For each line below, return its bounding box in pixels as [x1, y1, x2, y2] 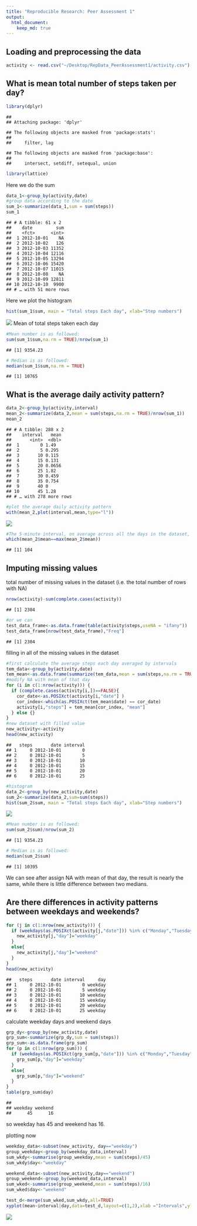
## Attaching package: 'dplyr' [6, 119, 83, 125]
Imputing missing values [6, 563, 98, 573]
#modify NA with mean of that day [6, 677, 91, 683]
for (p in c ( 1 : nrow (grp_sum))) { [6, 1045, 88, 1052]
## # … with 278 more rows [6, 494, 72, 499]
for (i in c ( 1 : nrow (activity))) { [6, 682, 91, 688]
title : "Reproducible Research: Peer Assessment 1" [6, 8, 135, 15]
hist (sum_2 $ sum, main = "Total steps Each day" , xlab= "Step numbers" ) [6, 799, 182, 806]
